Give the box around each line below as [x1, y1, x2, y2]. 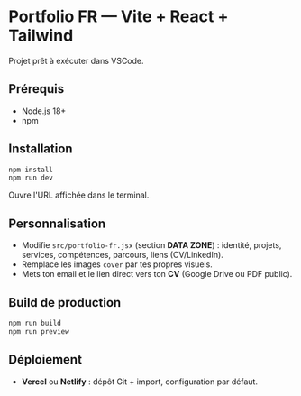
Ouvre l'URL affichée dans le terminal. [8, 189, 150, 200]
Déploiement [8, 352, 83, 367]
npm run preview [8, 327, 69, 336]
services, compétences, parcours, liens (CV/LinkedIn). [21, 250, 224, 261]
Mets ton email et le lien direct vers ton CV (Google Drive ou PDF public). [21, 269, 293, 280]
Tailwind [8, 25, 74, 46]
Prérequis [8, 81, 65, 97]
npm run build [8, 318, 62, 327]
